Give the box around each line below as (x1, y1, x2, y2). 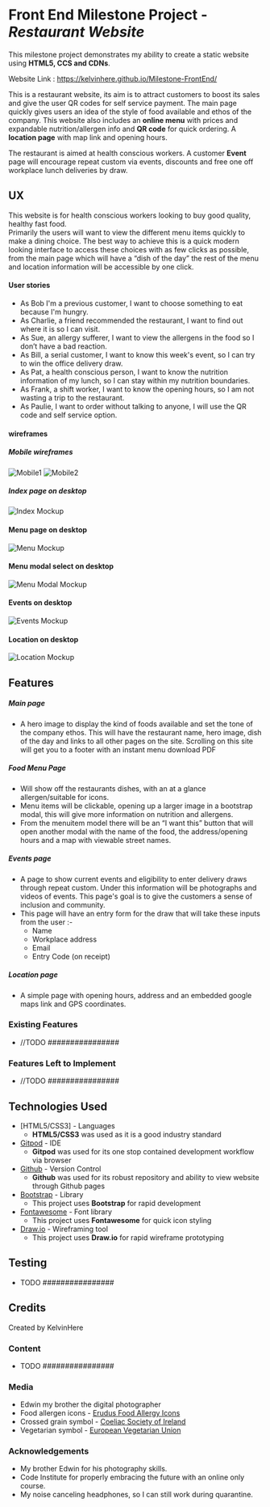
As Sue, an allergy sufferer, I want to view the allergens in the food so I (19, 332, 255, 342)
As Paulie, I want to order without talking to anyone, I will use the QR (19, 401, 247, 411)
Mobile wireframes (8, 447, 73, 457)
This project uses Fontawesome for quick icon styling (31, 1215, 212, 1225)
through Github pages (31, 1181, 106, 1191)
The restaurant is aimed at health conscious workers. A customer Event (8, 148, 247, 158)
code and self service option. (19, 410, 118, 420)
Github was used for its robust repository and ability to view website (31, 1172, 260, 1182)
